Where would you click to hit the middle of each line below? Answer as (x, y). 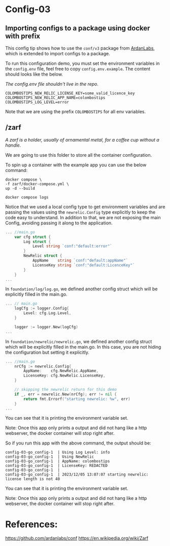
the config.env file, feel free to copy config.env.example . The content (78, 69)
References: (31, 524)
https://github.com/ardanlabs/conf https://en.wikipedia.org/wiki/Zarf (77, 538)
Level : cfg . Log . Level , (47, 313)
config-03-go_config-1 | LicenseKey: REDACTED (57, 466)
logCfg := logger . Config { (42, 309)
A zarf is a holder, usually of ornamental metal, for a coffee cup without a (82, 140)
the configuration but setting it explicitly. (47, 352)
